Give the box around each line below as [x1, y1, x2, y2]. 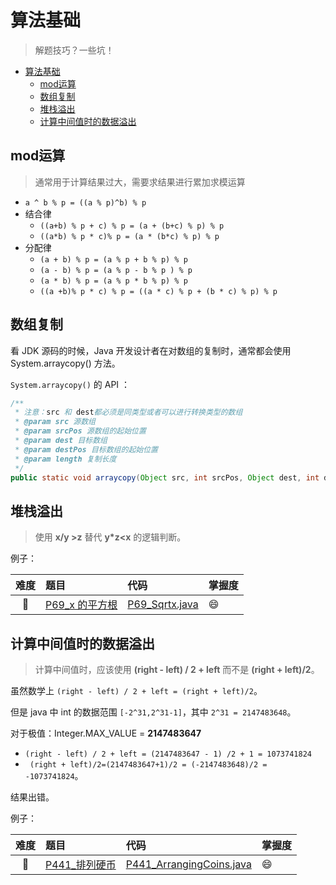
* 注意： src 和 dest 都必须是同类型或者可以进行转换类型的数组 [14, 407, 243, 418]
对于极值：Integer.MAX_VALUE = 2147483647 [10, 727, 202, 740]
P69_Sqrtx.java [127, 597, 199, 611]
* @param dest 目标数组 [14, 436, 108, 446]
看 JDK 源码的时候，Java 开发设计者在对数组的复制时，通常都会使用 [10, 344, 292, 356]
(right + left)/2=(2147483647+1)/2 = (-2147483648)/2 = [29, 760, 268, 770]
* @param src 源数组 [14, 417, 96, 427]
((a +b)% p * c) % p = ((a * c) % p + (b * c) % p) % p [39, 286, 278, 296]
